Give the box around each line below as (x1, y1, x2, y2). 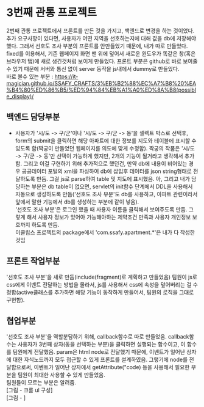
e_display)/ (6, 92, 34, 100)
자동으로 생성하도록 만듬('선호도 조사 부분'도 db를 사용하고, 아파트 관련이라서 (15, 190, 198, 197)
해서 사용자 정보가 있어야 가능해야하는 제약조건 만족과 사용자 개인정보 (26, 213, 191, 221)
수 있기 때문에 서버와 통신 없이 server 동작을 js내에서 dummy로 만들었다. (6, 65, 180, 72)
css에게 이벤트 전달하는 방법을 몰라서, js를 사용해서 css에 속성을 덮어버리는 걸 (6, 280, 192, 288)
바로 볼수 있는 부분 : (6, 73, 54, 80)
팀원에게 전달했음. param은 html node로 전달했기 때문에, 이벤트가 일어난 (12, 348, 186, 356)
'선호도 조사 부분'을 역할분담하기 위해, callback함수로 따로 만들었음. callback (6, 333, 190, 340)
